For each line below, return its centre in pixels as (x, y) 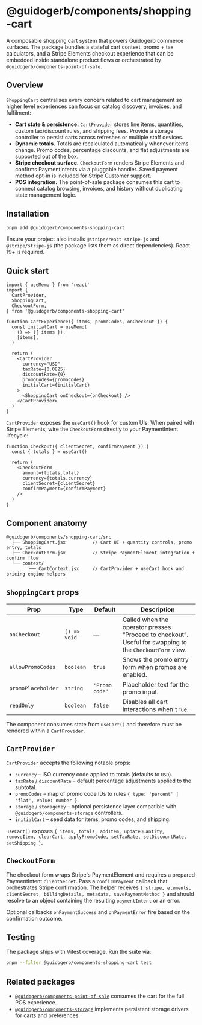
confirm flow (23, 558)
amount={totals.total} (50, 473)
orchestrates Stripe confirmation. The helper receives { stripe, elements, (99, 887)
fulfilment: (19, 112)
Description (158, 609)
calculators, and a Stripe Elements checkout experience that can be (90, 53)
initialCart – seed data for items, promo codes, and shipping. (93, 819)
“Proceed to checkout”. (155, 635)
